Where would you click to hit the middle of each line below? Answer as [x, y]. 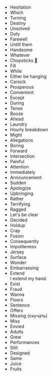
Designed [20, 353]
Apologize [20, 188]
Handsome [21, 50]
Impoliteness [23, 247]
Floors [16, 300]
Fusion [17, 236]
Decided [18, 220]
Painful [17, 161]
